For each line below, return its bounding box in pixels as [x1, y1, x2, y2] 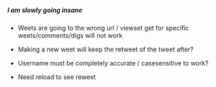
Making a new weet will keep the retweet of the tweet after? [17, 45, 194, 53]
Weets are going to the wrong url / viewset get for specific [17, 24, 190, 32]
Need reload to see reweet [17, 72, 96, 81]
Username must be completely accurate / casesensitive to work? [17, 58, 209, 67]
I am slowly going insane [7, 6, 83, 14]
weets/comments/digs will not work [17, 31, 123, 39]
